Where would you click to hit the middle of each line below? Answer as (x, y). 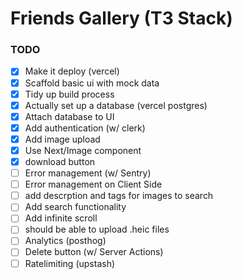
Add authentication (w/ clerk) (85, 128)
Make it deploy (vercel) (72, 71)
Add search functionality (75, 207)
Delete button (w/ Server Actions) (94, 252)
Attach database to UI (69, 116)
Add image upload (62, 139)
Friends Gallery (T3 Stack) (121, 18)
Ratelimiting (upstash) (70, 263)
